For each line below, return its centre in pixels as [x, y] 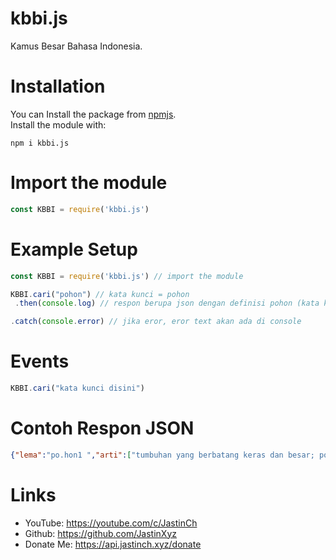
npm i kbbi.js [40, 143]
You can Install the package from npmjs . [93, 114]
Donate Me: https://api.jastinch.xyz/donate [113, 544]
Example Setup [74, 249]
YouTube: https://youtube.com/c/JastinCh [111, 523]
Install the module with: [58, 124]
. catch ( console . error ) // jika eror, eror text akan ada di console [156, 322]
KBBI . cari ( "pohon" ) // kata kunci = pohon [100, 294]
